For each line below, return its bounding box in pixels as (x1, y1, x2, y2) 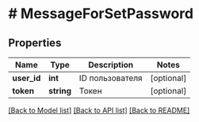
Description (88, 60, 133, 70)
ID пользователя (78, 72, 143, 83)
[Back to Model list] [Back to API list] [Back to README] (8, 105, 190, 115)
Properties (8, 36, 62, 50)
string (48, 86, 72, 96)
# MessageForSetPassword (8, 5, 194, 23)
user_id (12, 72, 41, 83)
